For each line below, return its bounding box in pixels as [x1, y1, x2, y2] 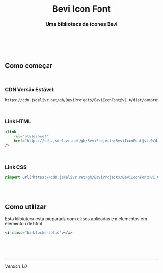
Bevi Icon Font [52, 3, 111, 15]
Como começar [5, 61, 52, 69]
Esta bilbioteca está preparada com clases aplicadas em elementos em [5, 216, 147, 222]
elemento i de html [5, 221, 42, 227]
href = [14, 138, 25, 143]
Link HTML [5, 118, 31, 125]
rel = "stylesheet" [14, 134, 49, 139]
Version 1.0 [5, 263, 27, 269]
